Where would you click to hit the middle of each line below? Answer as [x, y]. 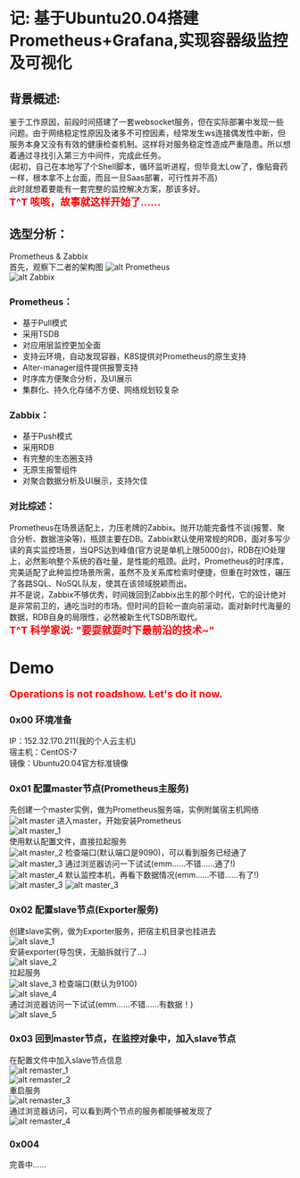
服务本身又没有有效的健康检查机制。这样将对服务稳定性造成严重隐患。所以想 [150, 144]
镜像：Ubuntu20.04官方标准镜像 [69, 763]
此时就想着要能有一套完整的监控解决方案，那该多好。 [107, 189]
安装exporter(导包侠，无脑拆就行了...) [78, 951]
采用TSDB [41, 334]
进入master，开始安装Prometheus [119, 821]
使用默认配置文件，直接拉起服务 [68, 841]
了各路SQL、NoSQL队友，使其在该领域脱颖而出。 [100, 583]
